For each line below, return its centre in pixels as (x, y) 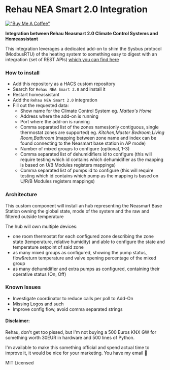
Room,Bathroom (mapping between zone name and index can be (88, 138)
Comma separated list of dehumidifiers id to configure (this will (86, 154)
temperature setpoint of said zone (48, 247)
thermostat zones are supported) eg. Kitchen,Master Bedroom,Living (92, 133)
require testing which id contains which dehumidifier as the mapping (92, 160)
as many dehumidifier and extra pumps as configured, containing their (86, 269)
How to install (22, 72)
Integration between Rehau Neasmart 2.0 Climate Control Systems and (82, 33)
